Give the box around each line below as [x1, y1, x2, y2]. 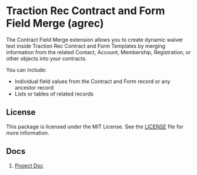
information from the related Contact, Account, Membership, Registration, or [6, 48, 191, 55]
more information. [6, 129, 49, 136]
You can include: [6, 66, 47, 73]
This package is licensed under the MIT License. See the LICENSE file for [6, 123, 183, 130]
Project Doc [14, 162, 44, 169]
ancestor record [14, 84, 54, 91]
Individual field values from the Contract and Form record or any [14, 78, 171, 85]
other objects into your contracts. [6, 55, 87, 62]
